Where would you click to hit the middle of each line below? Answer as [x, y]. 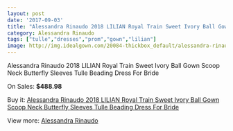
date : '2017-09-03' [35, 20]
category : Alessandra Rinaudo [51, 33]
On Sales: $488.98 [35, 86]
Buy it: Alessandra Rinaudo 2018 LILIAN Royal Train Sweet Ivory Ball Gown [113, 100]
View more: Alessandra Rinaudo [53, 121]
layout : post [26, 14]
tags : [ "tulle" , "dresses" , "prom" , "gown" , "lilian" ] [82, 40]
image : [17, 46]
